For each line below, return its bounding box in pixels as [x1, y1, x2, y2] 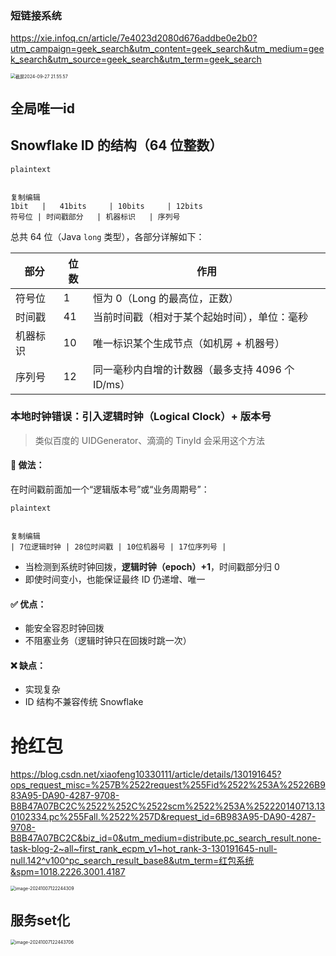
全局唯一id [10, 100, 75, 117]
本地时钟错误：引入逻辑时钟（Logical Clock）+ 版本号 [10, 410, 272, 424]
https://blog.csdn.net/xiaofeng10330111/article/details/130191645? [10, 768, 282, 781]
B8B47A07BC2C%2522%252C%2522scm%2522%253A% [10, 800, 255, 812]
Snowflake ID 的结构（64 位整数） [10, 137, 223, 154]
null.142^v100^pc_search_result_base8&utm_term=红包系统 [10, 855, 255, 867]
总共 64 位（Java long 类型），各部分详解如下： [10, 230, 205, 242]
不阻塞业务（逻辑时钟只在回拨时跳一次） [24, 635, 192, 647]
